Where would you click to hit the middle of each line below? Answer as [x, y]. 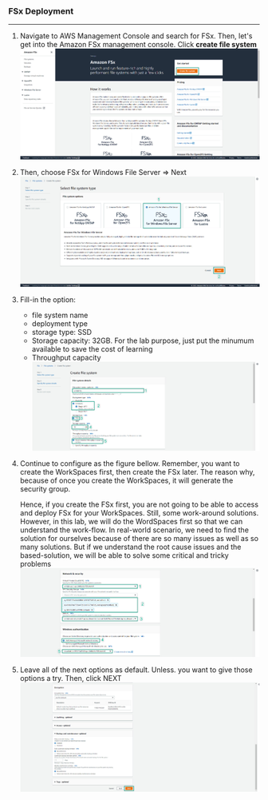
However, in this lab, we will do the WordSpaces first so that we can [131, 521]
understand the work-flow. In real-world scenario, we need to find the [134, 530]
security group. [45, 488]
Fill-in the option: [47, 299]
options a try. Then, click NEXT [71, 678]
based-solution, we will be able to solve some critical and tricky [124, 555]
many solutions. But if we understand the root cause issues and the [130, 547]
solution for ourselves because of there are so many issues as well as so [139, 538]
